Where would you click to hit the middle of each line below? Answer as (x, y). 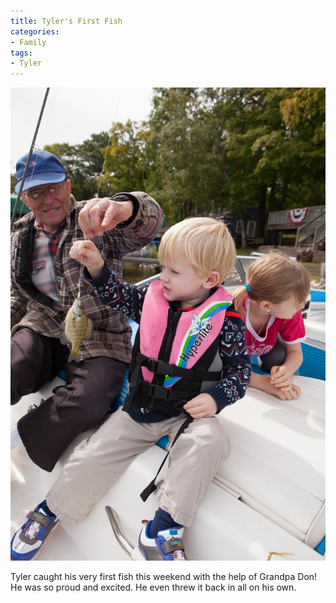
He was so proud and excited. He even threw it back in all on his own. (153, 587)
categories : (35, 31)
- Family (28, 42)
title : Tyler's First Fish (66, 21)
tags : (21, 53)
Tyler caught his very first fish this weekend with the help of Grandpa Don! (164, 576)
